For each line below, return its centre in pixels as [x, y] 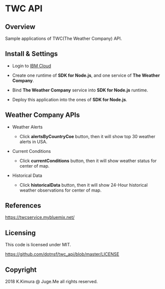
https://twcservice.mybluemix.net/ [40, 217]
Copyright [21, 270]
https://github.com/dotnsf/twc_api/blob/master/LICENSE [62, 254]
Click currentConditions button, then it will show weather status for [88, 161]
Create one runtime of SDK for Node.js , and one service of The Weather [86, 75]
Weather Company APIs [42, 115]
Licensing [20, 233]
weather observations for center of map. [60, 190]
